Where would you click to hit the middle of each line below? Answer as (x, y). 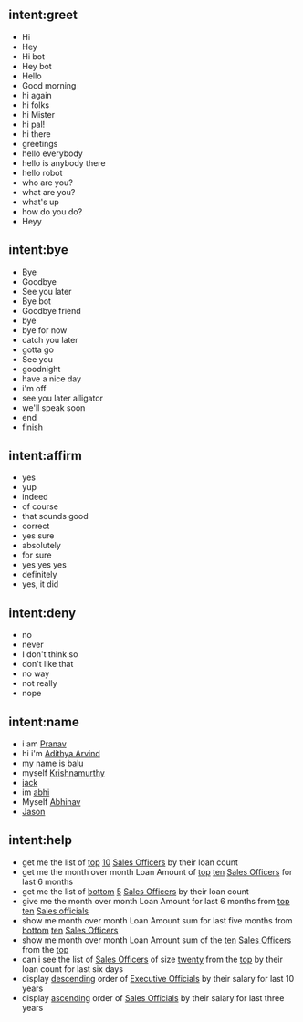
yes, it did (40, 584)
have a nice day (52, 379)
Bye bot (37, 301)
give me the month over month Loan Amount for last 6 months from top (156, 901)
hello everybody (52, 153)
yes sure (38, 536)
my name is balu (52, 763)
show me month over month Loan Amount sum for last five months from (157, 920)
